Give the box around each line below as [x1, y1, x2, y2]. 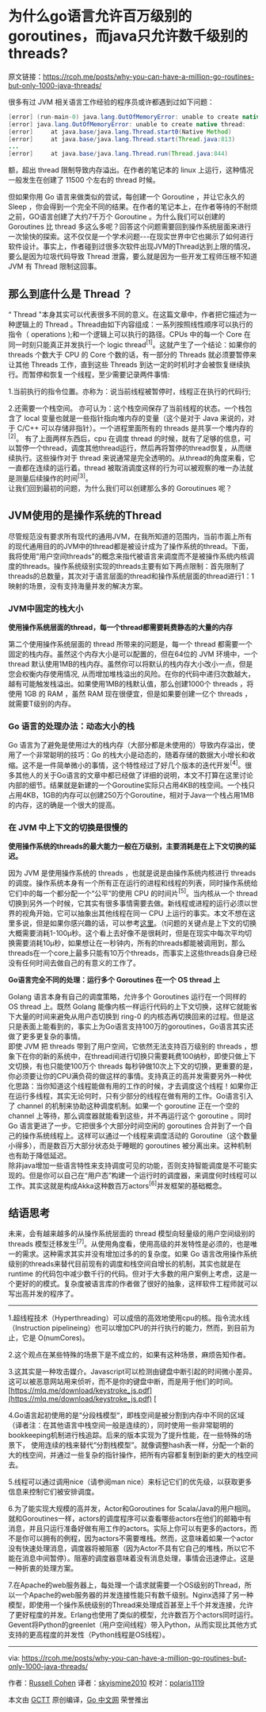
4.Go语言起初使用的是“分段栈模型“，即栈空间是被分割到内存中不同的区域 [8, 1411, 245, 1420]
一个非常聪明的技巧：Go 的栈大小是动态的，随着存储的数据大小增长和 [21, 750, 249, 759]
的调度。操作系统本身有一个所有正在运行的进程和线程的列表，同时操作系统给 [8, 879, 258, 888]
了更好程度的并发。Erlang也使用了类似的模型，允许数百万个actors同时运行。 [8, 1610, 258, 1620]
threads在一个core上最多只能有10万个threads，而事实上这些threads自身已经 [8, 948, 257, 957]
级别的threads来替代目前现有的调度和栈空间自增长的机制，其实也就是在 [8, 1259, 241, 1269]
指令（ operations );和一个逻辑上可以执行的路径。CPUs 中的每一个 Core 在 [8, 330, 252, 338]
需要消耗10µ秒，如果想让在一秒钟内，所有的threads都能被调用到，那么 [14, 938, 245, 948]
